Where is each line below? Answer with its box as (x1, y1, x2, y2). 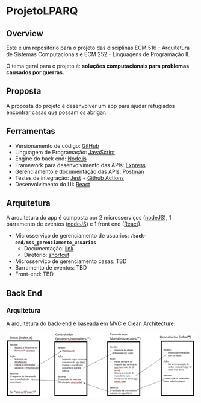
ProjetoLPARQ (6, 4, 78, 18)
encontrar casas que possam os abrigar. (6, 109, 107, 116)
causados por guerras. (6, 69, 65, 76)
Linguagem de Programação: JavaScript (14, 148, 116, 156)
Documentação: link (23, 245, 74, 252)
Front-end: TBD (14, 270, 54, 278)
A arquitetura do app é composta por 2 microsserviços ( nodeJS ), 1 (6, 214, 172, 221)
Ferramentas (6, 126, 55, 136)
